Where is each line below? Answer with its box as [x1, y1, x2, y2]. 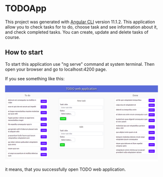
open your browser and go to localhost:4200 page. [5, 66, 107, 72]
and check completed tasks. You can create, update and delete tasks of [5, 29, 149, 35]
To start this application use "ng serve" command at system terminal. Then [5, 61, 155, 67]
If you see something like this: [5, 75, 65, 81]
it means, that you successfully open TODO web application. [5, 166, 126, 172]
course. [5, 34, 20, 40]
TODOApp [5, 3, 47, 14]
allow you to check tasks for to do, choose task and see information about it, [5, 24, 158, 29]
